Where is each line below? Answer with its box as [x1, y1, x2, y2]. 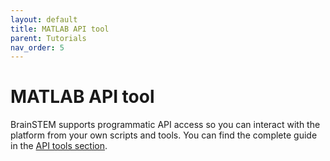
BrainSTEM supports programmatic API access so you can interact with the [10, 119, 321, 131]
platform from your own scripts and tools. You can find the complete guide [10, 129, 318, 141]
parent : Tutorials [10, 33, 87, 43]
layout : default [10, 14, 78, 25]
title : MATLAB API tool [10, 24, 110, 34]
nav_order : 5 [10, 42, 65, 53]
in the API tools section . [10, 140, 108, 152]
